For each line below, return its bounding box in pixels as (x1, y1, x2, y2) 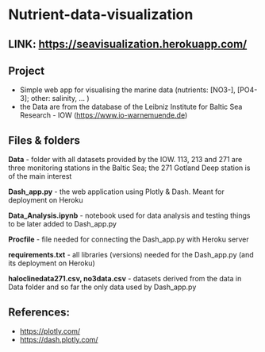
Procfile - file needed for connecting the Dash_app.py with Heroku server (8, 234, 250, 244)
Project (8, 64, 45, 77)
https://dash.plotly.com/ (19, 335, 98, 345)
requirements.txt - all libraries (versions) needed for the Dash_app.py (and (8, 250, 254, 260)
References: (8, 305, 70, 319)
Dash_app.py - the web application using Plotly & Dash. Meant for (8, 187, 225, 196)
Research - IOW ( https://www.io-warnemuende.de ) (19, 110, 188, 120)
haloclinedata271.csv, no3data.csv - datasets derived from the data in (8, 274, 242, 284)
